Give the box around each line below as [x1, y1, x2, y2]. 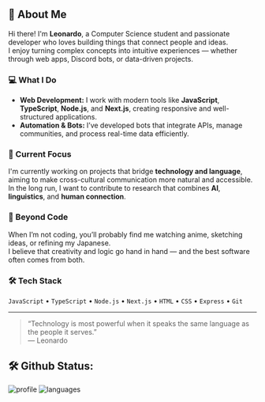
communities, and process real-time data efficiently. [19, 129, 189, 138]
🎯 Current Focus [8, 149, 72, 160]
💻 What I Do [8, 74, 57, 85]
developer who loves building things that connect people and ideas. [8, 37, 229, 47]
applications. [54, 112, 97, 122]
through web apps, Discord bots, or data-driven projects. [8, 54, 193, 63]
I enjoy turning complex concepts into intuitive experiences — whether [8, 45, 238, 55]
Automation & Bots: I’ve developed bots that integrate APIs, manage [19, 120, 243, 131]
